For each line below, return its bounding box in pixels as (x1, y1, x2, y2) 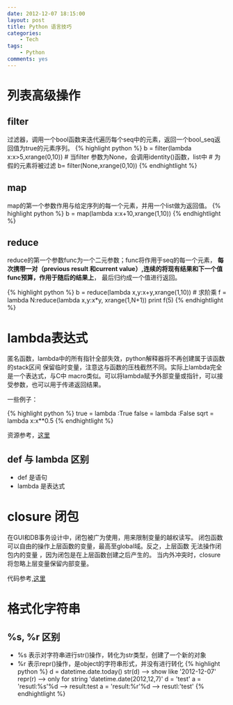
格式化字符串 (7, 601, 81, 617)
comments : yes (7, 56, 49, 63)
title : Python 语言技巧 (7, 23, 72, 30)
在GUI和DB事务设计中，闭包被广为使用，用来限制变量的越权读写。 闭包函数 (7, 534, 223, 542)
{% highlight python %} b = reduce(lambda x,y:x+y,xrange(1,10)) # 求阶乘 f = (7, 288, 227, 297)
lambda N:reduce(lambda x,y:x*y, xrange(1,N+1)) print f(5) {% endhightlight (7, 296, 224, 304)
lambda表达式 (7, 330, 88, 346)
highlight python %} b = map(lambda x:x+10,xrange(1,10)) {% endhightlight (7, 209, 221, 217)
